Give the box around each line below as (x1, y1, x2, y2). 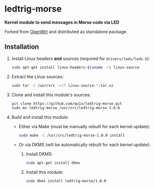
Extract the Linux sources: (11, 73, 64, 79)
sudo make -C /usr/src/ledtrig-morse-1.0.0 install (18, 133, 125, 138)
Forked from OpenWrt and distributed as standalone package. (4, 29, 127, 34)
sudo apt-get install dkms (26, 160, 81, 165)
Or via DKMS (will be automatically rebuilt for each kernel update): (18, 142, 151, 148)
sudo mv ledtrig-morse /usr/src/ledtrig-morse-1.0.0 (11, 105, 120, 111)
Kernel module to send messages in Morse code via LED (4, 19, 119, 25)
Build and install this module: (11, 115, 69, 120)
